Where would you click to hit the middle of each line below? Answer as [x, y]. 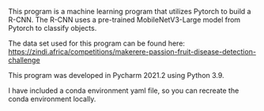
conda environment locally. [52, 99]
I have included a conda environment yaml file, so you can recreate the [124, 91]
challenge [25, 60]
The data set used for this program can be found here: [97, 43]
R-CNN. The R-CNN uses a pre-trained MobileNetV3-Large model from [124, 20]
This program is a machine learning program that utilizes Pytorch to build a [130, 11]
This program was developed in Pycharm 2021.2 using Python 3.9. [116, 75]
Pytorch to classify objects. [53, 28]
